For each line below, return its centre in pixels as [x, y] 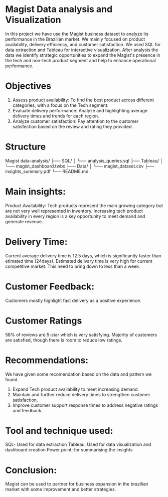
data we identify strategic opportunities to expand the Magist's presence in [83, 55]
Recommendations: [47, 360]
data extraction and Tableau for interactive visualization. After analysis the [82, 50]
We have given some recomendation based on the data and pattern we [78, 374]
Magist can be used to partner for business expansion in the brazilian [77, 484]
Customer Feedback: [50, 286]
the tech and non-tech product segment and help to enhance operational [81, 60]
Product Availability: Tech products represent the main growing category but [84, 205]
